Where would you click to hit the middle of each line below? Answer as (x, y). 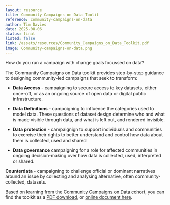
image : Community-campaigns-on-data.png (49, 48)
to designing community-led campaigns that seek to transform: (71, 78)
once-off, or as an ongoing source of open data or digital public (79, 93)
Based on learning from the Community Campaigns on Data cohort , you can (85, 192)
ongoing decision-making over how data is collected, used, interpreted (87, 155)
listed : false (20, 39)
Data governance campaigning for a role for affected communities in (85, 150)
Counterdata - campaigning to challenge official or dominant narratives (80, 171)
